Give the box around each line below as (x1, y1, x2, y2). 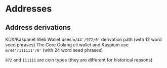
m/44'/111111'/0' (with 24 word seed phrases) (5, 47, 103, 53)
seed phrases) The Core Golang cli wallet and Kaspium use (5, 42, 129, 48)
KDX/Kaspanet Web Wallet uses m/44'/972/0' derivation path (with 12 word (5, 36, 162, 42)
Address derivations (5, 23, 71, 32)
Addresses (5, 3, 52, 15)
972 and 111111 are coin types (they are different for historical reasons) (5, 57, 153, 63)
